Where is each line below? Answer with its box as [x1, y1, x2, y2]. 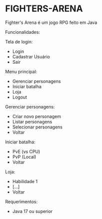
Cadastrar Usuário [12, 53, 50, 60]
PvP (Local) [12, 154, 36, 160]
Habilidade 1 [12, 178, 38, 184]
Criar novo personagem [12, 113, 61, 119]
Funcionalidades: [5, 29, 40, 35]
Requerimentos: [5, 199, 38, 205]
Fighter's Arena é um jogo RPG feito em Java [5, 19, 98, 25]
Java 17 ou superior [12, 208, 53, 214]
